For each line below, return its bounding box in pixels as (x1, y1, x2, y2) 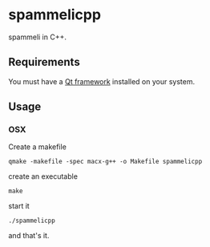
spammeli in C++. (8, 32, 67, 42)
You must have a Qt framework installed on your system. (8, 76, 195, 86)
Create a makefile (8, 142, 67, 152)
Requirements (8, 55, 80, 69)
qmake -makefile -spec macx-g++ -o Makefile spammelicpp (8, 158, 203, 166)
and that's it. (8, 231, 50, 241)
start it (8, 201, 30, 211)
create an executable (8, 172, 79, 181)
